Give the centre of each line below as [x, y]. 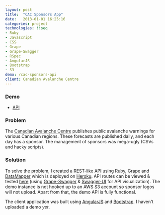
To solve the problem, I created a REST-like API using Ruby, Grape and [77, 171]
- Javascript [19, 38]
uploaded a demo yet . [28, 207]
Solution [16, 160]
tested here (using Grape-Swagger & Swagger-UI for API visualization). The [83, 181]
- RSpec [13, 56]
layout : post [19, 10]
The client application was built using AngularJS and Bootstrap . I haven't [79, 202]
